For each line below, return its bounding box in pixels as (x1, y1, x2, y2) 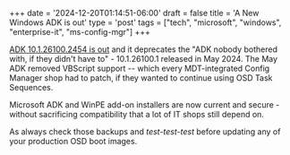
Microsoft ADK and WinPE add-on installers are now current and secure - (9, 99, 280, 110)
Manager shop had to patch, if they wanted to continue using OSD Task (9, 73, 273, 83)
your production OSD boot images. (9, 136, 138, 146)
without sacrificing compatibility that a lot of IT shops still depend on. (9, 109, 264, 119)
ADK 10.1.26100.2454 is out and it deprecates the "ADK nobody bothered (9, 44, 277, 55)
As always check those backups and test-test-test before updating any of (9, 126, 281, 137)
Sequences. (9, 82, 54, 92)
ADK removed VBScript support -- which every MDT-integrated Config (9, 63, 270, 73)
